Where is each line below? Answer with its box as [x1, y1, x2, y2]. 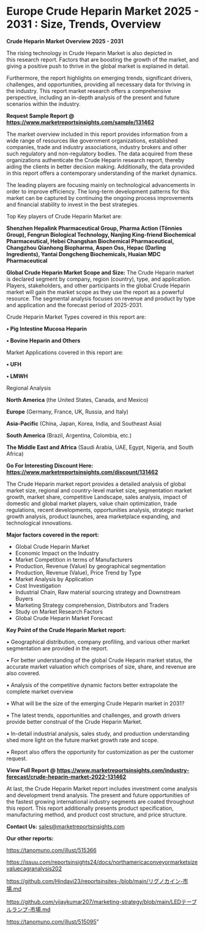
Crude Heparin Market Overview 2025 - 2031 [6, 37, 124, 45]
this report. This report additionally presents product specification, [6, 804, 174, 812]
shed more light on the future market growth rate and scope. [6, 736, 159, 744]
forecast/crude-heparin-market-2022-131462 [6, 773, 127, 781]
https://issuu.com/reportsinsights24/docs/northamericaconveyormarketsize [6, 858, 198, 866]
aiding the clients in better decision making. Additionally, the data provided [6, 163, 195, 170]
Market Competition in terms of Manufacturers [15, 555, 133, 563]
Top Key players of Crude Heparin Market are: [6, 212, 122, 220]
